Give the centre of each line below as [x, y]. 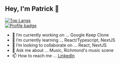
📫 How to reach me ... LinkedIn [43, 55]
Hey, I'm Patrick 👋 [32, 9]
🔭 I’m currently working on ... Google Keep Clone [60, 35]
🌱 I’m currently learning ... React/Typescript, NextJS [64, 40]
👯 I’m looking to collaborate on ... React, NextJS [59, 45]
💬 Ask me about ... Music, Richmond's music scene [63, 50]
